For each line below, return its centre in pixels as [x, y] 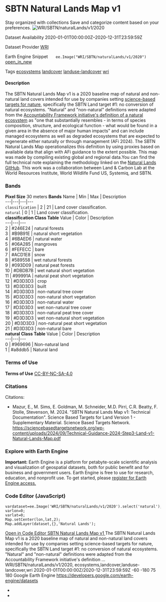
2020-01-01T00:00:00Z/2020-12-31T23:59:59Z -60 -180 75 [95, 570]
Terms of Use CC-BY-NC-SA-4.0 [39, 374]
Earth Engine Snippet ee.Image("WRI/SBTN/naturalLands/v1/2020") [76, 56]
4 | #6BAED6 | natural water [34, 239]
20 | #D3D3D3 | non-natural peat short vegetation [56, 323]
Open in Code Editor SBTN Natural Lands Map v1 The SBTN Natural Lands [80, 533]
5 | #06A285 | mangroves [31, 244]
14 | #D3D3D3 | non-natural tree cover [44, 292]
